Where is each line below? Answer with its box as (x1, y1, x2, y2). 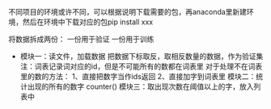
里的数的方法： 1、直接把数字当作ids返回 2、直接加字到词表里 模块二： (19, 72, 256, 81)
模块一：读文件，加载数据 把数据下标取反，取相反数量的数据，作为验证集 (19, 52, 264, 61)
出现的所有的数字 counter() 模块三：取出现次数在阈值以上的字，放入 (27, 82, 254, 91)
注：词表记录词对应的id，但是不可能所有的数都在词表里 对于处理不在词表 (19, 61, 263, 71)
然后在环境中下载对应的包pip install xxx (22, 17, 154, 27)
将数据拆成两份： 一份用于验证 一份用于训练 (8, 35, 155, 44)
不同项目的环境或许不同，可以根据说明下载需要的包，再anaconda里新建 (8, 7, 248, 16)
